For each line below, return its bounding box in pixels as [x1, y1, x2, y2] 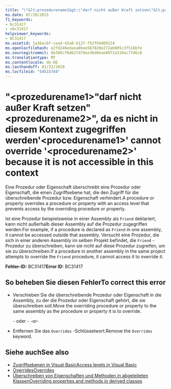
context [5, 167, 39, 179]
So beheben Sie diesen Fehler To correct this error [5, 278, 166, 287]
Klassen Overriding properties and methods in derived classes [12, 378, 142, 384]
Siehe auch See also [5, 348, 69, 357]
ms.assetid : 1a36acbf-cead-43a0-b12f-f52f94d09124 [5, 41, 115, 46]
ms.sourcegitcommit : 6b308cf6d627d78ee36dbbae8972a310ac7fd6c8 [5, 50, 142, 55]
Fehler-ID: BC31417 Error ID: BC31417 [5, 263, 83, 270]
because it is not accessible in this [5, 156, 154, 168]
